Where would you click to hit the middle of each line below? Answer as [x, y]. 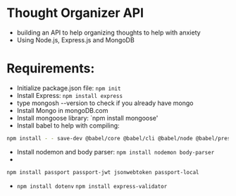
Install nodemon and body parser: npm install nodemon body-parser [116, 152]
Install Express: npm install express [70, 95]
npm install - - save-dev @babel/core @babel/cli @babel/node [100, 138]
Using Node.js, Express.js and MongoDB [75, 39]
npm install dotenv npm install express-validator [92, 186]
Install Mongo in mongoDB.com [62, 110]
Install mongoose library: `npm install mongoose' [87, 118]
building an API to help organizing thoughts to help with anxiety [109, 32]
